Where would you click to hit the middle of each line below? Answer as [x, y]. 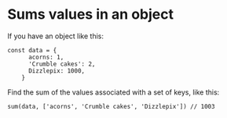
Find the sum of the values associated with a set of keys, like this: [113, 92]
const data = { [32, 50]
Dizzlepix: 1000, [57, 71]
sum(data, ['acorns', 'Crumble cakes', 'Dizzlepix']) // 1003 [111, 106]
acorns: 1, [46, 57]
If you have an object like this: [55, 36]
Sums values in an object [91, 14]
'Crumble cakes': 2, [62, 64]
